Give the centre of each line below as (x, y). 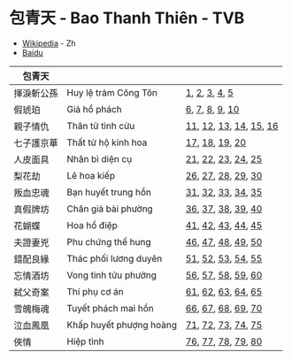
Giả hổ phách (94, 109)
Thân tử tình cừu (101, 126)
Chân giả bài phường (110, 209)
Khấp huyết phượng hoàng (122, 325)
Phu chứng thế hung (109, 241)
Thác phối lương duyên (115, 258)
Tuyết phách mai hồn (110, 308)
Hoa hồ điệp (92, 225)
